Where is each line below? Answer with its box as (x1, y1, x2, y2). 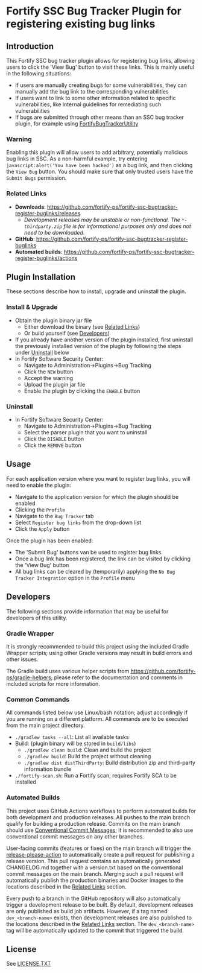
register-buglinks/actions (14, 255, 78, 262)
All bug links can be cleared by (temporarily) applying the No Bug (14, 568, 175, 575)
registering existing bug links (6, 17, 156, 31)
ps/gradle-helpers (6, 674, 51, 681)
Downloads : (14, 203, 46, 211)
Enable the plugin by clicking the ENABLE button (24, 387, 140, 395)
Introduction (6, 41, 54, 51)
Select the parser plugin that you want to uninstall (24, 429, 148, 436)
